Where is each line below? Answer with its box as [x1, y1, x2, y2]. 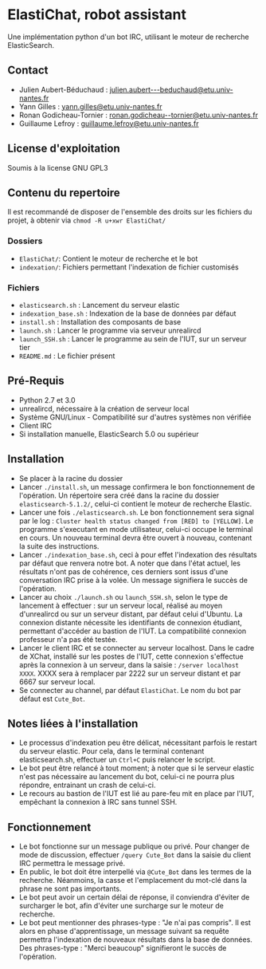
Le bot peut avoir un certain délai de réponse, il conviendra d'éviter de [18, 892, 250, 902]
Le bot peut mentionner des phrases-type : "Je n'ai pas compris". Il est [18, 918, 252, 928]
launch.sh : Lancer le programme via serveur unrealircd [18, 325, 201, 335]
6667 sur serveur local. [18, 676, 96, 687]
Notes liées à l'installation [7, 716, 139, 731]
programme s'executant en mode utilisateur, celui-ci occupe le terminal [18, 524, 253, 534]
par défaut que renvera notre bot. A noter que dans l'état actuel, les [18, 558, 241, 568]
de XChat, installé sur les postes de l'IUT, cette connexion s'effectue [18, 652, 244, 661]
